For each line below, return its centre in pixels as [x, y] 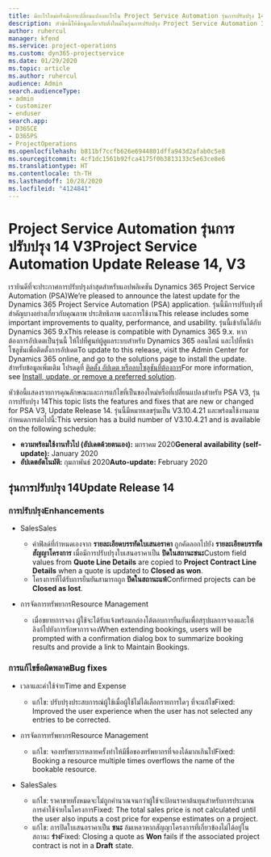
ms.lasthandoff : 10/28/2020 [56, 182]
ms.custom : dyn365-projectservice [67, 53]
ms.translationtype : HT [48, 167]
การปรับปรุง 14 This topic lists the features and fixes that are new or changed [131, 401]
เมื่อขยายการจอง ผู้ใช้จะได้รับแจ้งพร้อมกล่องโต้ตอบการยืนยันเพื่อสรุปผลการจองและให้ [143, 620]
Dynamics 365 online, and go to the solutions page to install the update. [128, 359]
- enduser [25, 114]
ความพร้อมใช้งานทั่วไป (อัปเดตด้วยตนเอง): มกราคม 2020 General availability [131, 444]
